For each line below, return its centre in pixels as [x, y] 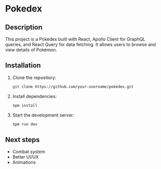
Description [24, 27]
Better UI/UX [25, 157]
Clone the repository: [34, 77]
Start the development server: [43, 115]
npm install [25, 105]
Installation [23, 65]
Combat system [29, 152]
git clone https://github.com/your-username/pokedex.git [73, 86]
